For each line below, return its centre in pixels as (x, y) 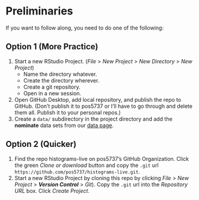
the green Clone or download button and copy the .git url (86, 165)
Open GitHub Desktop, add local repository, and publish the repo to (98, 99)
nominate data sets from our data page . (64, 125)
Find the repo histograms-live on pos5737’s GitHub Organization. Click (102, 158)
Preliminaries (39, 11)
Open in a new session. (52, 93)
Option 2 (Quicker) (41, 144)
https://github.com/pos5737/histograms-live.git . (77, 171)
